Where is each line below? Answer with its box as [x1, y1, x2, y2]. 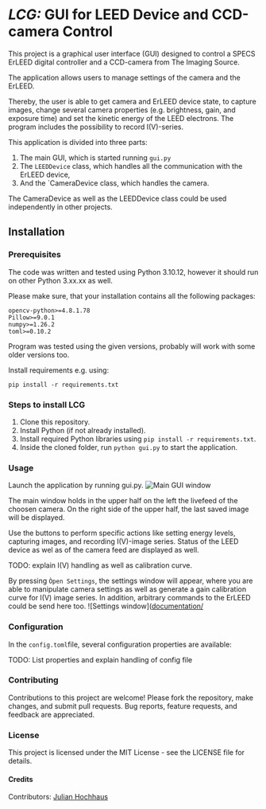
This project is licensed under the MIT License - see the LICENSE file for [8, 748, 245, 757]
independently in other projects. [8, 201, 113, 212]
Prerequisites [8, 249, 61, 260]
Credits [8, 774, 33, 784]
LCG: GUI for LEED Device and [8, 6, 209, 24]
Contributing [8, 674, 59, 686]
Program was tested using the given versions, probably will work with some [8, 341, 256, 351]
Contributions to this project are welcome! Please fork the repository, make [8, 693, 254, 702]
